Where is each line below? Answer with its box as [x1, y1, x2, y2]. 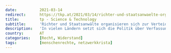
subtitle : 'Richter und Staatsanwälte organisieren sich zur [5, 21, 149, 27]
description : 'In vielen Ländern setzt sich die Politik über [5, 26, 145, 31]
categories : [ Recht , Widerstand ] [5, 36, 83, 41]
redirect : [5, 12, 26, 17]
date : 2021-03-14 [5, 7, 63, 13]
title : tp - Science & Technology [5, 17, 97, 22]
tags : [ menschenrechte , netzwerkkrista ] [5, 40, 113, 45]
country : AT [5, 31, 44, 36]
